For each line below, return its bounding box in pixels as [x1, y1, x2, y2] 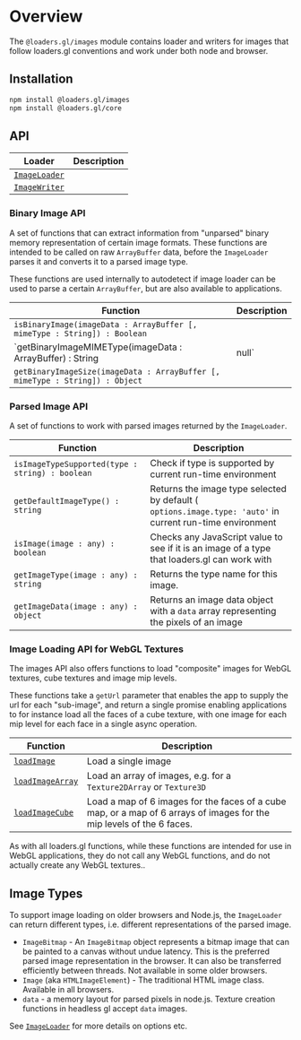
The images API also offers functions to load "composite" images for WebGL [9, 663, 292, 674]
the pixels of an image [150, 616, 244, 628]
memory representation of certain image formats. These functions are [9, 237, 268, 247]
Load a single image [86, 755, 172, 767]
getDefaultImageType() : [13, 496, 120, 506]
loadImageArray [13, 776, 79, 786]
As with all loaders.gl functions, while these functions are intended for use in [9, 841, 292, 852]
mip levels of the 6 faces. [86, 818, 193, 830]
